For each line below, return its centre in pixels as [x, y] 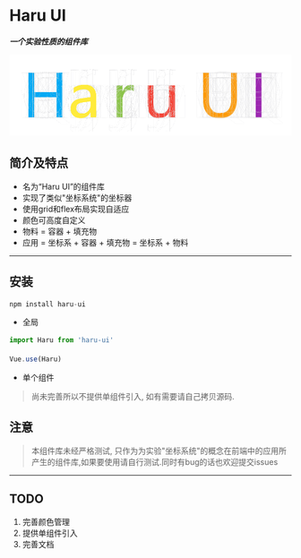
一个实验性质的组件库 [48, 41]
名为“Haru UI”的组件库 [64, 186]
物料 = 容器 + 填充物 [60, 231]
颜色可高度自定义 [54, 219]
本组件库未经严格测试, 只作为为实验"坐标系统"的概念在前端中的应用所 [159, 451]
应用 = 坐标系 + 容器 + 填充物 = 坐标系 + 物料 [105, 242]
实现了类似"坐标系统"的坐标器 [77, 197]
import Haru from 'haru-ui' [62, 340]
